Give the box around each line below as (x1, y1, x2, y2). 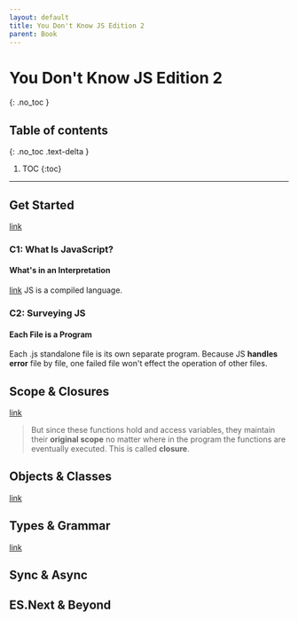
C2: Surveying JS (9, 307, 86, 319)
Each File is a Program (9, 329, 93, 340)
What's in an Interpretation (9, 265, 111, 276)
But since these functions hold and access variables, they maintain (30, 425, 276, 435)
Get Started (9, 197, 74, 213)
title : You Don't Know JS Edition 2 (9, 21, 145, 30)
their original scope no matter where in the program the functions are (30, 434, 286, 444)
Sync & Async (9, 568, 89, 583)
